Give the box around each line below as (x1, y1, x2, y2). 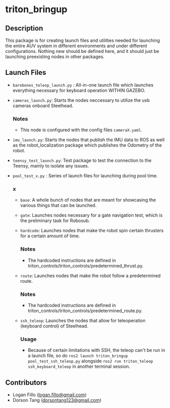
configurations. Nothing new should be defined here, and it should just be (5, 48, 159, 54)
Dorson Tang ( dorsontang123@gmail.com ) (12, 397, 101, 403)
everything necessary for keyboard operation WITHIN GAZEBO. (12, 87, 146, 93)
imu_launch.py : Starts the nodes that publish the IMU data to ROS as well (12, 137, 165, 143)
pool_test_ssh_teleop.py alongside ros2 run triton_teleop (27, 358, 153, 364)
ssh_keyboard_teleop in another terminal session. (27, 363, 130, 370)
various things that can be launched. (20, 202, 97, 208)
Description (5, 24, 43, 33)
